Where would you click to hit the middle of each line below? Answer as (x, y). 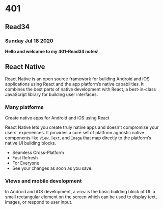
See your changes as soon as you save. (52, 168)
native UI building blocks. (31, 143)
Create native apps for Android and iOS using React (57, 118)
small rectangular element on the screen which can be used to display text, (81, 197)
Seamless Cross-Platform (38, 152)
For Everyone (26, 163)
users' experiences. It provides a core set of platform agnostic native (75, 132)
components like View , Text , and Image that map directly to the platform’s (78, 138)
